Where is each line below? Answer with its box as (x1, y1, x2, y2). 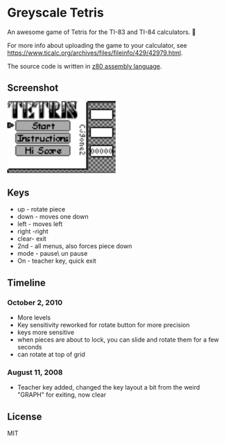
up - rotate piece (17, 205, 66, 214)
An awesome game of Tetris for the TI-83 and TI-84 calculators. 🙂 (7, 28, 196, 36)
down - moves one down (17, 213, 89, 221)
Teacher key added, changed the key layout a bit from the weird (17, 383, 200, 392)
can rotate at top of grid (17, 350, 85, 358)
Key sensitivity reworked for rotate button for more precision (17, 320, 191, 329)
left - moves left (17, 220, 63, 228)
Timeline (7, 277, 46, 288)
